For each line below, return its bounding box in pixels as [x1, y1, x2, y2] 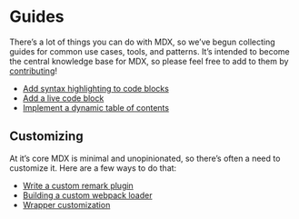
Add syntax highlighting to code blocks [22, 83, 170, 94]
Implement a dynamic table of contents [22, 102, 170, 113]
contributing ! [9, 65, 57, 76]
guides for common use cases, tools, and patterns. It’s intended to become [9, 45, 290, 56]
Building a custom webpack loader [22, 189, 153, 201]
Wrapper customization [22, 199, 111, 210]
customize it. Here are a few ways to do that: [9, 162, 177, 174]
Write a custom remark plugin [22, 180, 134, 191]
